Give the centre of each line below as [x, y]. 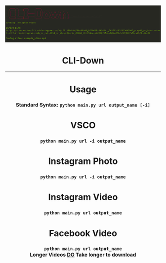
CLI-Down [83, 61]
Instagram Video [83, 197]
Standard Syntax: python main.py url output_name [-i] [83, 105]
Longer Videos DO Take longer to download [83, 255]
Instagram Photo [83, 161]
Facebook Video [83, 233]
